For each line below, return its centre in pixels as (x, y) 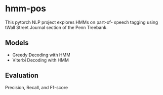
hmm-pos (26, 9)
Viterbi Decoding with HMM (41, 60)
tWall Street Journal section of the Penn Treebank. (56, 27)
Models (17, 43)
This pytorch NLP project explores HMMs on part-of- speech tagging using (81, 22)
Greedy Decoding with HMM (41, 55)
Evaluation (22, 76)
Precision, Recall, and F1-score (37, 87)
